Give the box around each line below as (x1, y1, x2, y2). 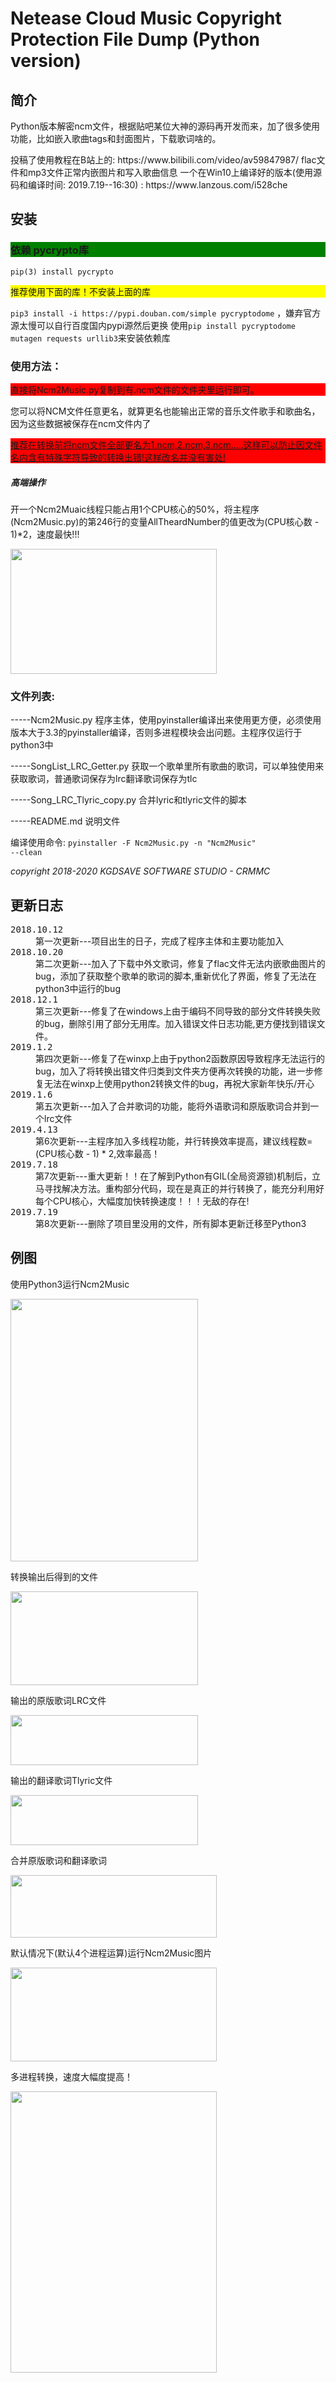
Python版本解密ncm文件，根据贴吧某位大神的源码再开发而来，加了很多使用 (10, 120, 321, 132)
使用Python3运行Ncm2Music (10, 1278, 130, 1290)
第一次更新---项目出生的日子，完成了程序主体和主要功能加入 (35, 935, 285, 947)
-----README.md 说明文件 (10, 815, 121, 827)
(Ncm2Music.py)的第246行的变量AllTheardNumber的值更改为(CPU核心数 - (10, 515, 320, 527)
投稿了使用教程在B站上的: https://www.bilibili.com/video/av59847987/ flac (10, 154, 317, 166)
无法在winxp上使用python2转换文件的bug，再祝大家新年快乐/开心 (43, 1078, 315, 1090)
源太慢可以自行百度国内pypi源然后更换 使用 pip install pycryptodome (10, 319, 296, 331)
